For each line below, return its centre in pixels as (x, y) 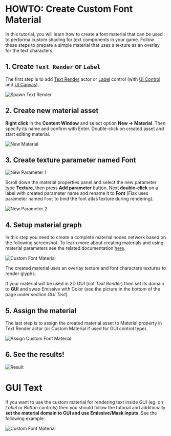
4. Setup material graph (44, 225)
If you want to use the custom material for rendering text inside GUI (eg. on (84, 402)
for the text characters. (29, 50)
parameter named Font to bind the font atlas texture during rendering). (79, 199)
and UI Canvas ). (22, 84)
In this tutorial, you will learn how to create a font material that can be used (84, 34)
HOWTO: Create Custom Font (69, 9)
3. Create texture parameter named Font (71, 160)
